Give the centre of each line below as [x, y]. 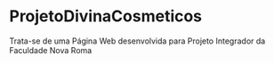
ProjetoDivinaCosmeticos [106, 16]
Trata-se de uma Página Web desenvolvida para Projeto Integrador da [137, 41]
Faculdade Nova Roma [51, 50]
